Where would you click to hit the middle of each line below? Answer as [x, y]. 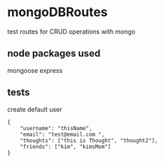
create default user [35, 109]
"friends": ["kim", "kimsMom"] [66, 147]
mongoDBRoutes [57, 12]
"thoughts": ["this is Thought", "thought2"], [89, 141]
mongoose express [35, 70]
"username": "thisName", [56, 128]
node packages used [54, 54]
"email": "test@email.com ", [62, 134]
